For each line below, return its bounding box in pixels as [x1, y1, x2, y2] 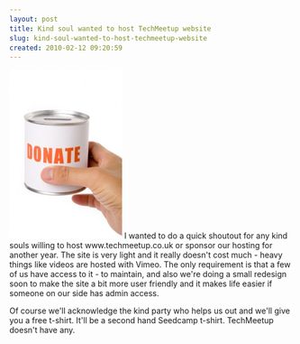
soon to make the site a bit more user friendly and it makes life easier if [9, 278, 273, 289]
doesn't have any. [9, 325, 76, 336]
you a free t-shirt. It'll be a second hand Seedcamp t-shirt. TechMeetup [9, 315, 275, 326]
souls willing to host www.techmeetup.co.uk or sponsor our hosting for [9, 240, 273, 251]
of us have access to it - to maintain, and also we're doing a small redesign [9, 269, 287, 280]
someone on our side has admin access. [9, 288, 159, 299]
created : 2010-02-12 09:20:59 [9, 43, 123, 52]
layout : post [9, 14, 59, 23]
